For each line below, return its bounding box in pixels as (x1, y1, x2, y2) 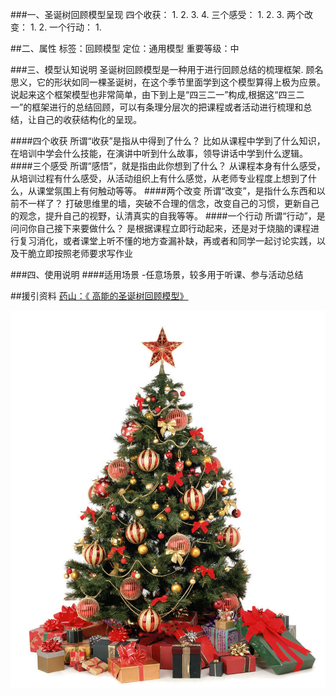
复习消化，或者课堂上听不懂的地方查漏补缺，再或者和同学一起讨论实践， (18, 235, 317, 247)
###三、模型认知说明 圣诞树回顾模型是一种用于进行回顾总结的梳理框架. (10, 64, 304, 75)
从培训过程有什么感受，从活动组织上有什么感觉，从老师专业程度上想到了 (10, 173, 308, 184)
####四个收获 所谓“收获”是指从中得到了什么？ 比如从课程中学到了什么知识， (10, 135, 326, 147)
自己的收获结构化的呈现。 (36, 114, 142, 125)
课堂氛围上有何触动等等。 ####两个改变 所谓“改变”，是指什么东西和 (36, 185, 317, 197)
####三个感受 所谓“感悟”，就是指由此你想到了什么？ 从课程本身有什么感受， (10, 160, 326, 172)
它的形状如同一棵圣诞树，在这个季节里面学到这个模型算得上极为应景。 (36, 76, 326, 88)
